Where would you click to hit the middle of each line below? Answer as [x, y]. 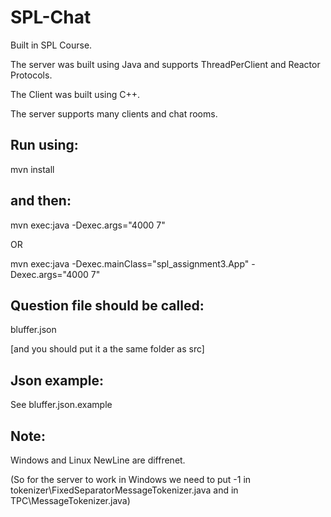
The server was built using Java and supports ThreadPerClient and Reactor [165, 64]
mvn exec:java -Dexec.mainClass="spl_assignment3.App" [130, 263]
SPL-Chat [51, 17]
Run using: [44, 145]
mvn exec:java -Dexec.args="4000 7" [88, 225]
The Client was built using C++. [75, 94]
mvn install [32, 169]
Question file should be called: [107, 305]
